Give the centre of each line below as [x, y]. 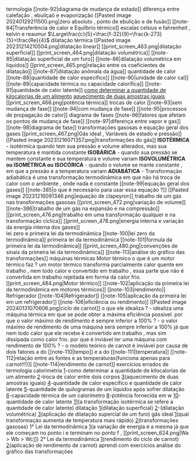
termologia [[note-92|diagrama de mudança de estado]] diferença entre [93, 9]
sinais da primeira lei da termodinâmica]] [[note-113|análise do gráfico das [96, 252]
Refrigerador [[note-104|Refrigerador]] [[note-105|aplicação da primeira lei [96, 296]
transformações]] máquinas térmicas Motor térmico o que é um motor [90, 258]
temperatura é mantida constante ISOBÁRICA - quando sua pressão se [92, 152]
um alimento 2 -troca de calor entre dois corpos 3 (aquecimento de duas [92, 377]
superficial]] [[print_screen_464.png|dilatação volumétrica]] [78, 52]
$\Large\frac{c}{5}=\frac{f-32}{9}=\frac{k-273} [105, 34]
